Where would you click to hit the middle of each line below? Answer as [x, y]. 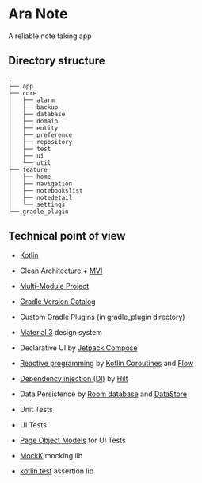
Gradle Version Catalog [58, 301]
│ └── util [30, 163]
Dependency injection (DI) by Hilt [74, 378]
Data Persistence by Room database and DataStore [103, 394]
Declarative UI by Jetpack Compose [78, 348]
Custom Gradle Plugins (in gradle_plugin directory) [102, 317]
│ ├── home [30, 177]
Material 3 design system [61, 332]
